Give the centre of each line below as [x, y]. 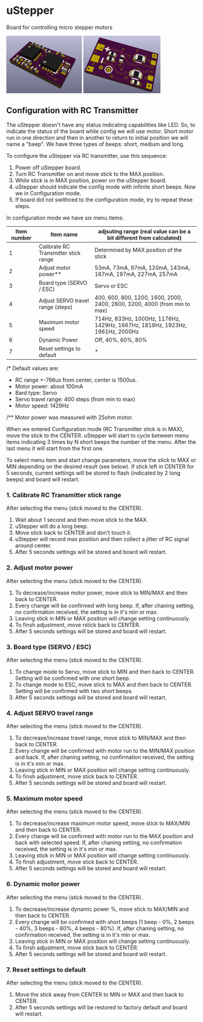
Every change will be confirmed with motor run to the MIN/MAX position [105, 751]
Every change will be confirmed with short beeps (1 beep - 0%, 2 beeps [105, 922]
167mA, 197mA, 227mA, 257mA [136, 274]
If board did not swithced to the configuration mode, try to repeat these [104, 200]
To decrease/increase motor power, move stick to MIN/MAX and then [101, 593]
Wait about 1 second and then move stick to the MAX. [82, 520]
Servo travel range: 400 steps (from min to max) [75, 399]
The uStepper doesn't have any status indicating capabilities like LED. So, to [101, 125]
